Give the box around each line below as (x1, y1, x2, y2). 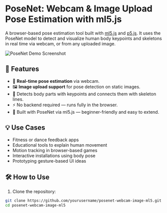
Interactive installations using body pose (12, 153, 96, 159)
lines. (12, 96, 24, 102)
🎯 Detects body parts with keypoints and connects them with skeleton (12, 91, 156, 97)
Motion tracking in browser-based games (12, 147, 98, 153)
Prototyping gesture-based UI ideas (12, 158, 86, 164)
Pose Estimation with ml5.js (5, 13, 122, 25)
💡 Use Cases (5, 123, 46, 132)
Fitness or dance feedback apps (12, 137, 79, 143)
